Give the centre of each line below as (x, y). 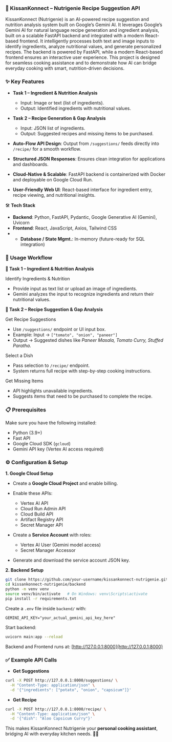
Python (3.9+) (27, 433)
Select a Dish (19, 355)
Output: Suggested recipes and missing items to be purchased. (87, 133)
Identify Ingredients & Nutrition (38, 278)
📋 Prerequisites (26, 409)
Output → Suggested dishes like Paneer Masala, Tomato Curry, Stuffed (88, 340)
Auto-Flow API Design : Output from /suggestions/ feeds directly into (86, 143)
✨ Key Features (25, 81)
